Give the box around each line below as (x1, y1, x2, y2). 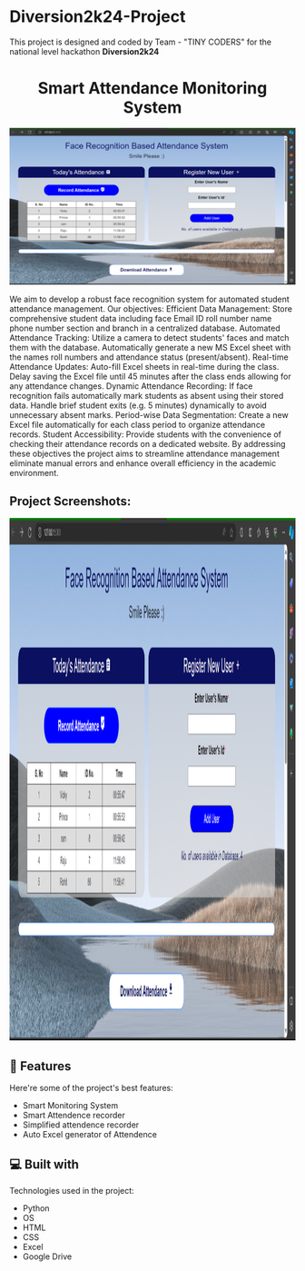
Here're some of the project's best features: (9, 1083, 174, 1094)
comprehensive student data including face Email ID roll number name (9, 313, 272, 323)
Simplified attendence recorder (22, 1119, 140, 1130)
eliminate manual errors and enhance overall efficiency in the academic (9, 457, 277, 469)
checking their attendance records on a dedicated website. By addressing (9, 438, 286, 449)
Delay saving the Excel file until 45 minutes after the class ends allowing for (9, 371, 292, 382)
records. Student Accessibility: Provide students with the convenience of (9, 429, 281, 440)
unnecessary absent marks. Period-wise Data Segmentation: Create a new (9, 409, 289, 420)
